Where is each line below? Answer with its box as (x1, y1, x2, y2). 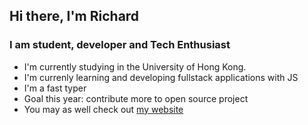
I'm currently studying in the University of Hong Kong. (23, 60, 247, 73)
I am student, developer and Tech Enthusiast (9, 38, 231, 52)
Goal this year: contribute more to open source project (23, 92, 249, 104)
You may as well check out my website (23, 103, 184, 115)
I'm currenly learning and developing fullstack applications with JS (23, 71, 299, 83)
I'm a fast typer (23, 82, 87, 94)
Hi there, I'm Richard (9, 8, 140, 25)
